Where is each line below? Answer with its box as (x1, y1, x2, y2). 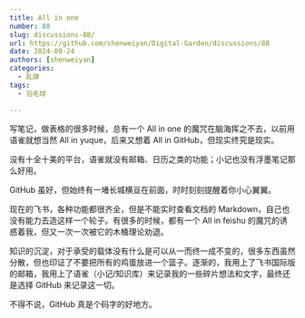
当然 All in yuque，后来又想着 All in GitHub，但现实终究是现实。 (40, 134, 280, 145)
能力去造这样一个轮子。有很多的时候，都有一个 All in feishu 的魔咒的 (25, 215, 280, 226)
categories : (9, 64, 54, 73)
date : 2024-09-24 (9, 47, 75, 56)
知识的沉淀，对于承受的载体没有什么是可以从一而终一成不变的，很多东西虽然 (9, 246, 296, 256)
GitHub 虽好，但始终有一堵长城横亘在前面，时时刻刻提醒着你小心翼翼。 (9, 184, 277, 195)
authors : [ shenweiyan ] (9, 55, 95, 64)
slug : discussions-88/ (9, 30, 95, 39)
